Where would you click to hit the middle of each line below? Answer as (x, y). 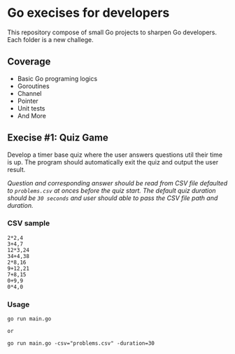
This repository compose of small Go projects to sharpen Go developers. (112, 32)
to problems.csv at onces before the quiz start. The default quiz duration (112, 190)
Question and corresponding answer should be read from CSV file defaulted (117, 183)
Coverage (29, 62)
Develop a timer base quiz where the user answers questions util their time (115, 155)
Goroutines (34, 86)
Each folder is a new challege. (50, 39)
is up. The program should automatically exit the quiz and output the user (113, 162)
